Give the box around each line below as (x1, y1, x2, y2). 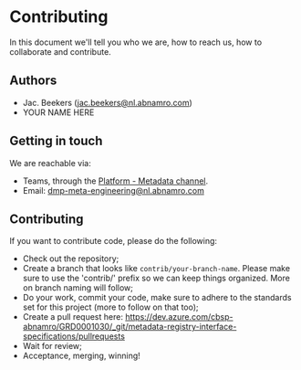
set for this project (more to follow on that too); (22, 301, 199, 312)
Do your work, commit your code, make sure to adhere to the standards (22, 292, 292, 303)
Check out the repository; (22, 253, 119, 264)
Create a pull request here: (22, 312, 123, 322)
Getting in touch (9, 133, 103, 149)
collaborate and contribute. (9, 46, 111, 57)
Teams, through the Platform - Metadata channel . (22, 175, 209, 186)
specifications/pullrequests (22, 331, 126, 342)
